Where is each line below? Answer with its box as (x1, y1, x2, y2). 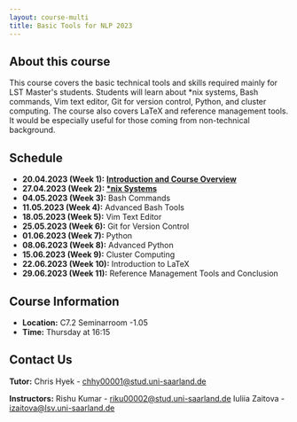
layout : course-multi (9, 12, 90, 22)
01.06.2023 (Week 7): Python (21, 231, 133, 241)
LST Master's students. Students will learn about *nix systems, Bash (9, 87, 259, 98)
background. (9, 125, 56, 136)
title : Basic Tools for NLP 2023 (9, 21, 133, 30)
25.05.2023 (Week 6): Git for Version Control (21, 221, 190, 231)
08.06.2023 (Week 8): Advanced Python (21, 240, 175, 251)
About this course (9, 54, 111, 69)
